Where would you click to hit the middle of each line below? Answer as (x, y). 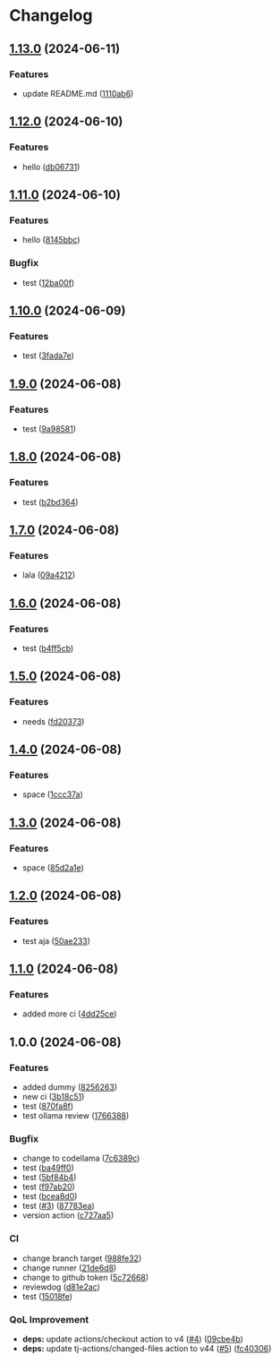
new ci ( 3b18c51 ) (53, 1097)
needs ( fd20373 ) (53, 721)
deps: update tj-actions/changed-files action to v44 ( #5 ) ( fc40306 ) (147, 1348)
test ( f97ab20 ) (49, 1187)
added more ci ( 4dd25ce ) (69, 1014)
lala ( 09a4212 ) (49, 575)
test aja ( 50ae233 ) (56, 940)
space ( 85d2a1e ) (53, 868)
